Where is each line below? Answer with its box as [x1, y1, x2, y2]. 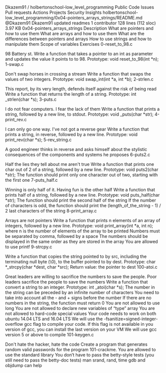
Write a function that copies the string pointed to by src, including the [5, 253, 147, 259]
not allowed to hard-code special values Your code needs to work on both [5, 310, 157, 316]
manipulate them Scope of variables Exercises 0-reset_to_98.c [5, 41, 133, 47]
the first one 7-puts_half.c [5, 177, 58, 183]
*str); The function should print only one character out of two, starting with [5, 172, 158, 178]
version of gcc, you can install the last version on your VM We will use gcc [5, 326, 157, 332]
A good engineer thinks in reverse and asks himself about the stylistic [5, 147, 148, 152]
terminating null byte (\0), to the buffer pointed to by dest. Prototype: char [5, 259, 156, 265]
